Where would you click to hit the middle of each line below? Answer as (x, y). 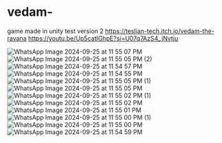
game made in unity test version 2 (55, 31)
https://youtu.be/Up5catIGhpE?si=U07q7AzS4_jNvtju (103, 38)
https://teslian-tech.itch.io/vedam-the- (160, 31)
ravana (17, 38)
